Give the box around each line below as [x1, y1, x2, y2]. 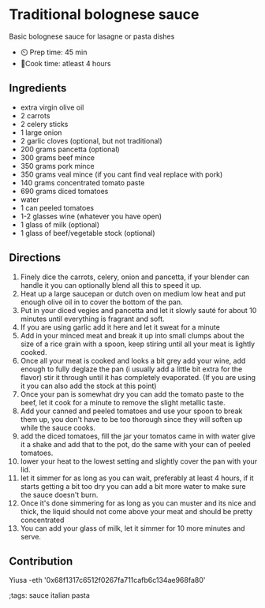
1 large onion [20, 128, 62, 137]
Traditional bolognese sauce [9, 6, 200, 24]
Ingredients [9, 81, 67, 95]
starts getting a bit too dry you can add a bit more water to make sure [20, 481, 247, 491]
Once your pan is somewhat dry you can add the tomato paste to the [20, 389, 244, 399]
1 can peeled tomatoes [20, 203, 94, 212]
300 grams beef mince [20, 152, 95, 162]
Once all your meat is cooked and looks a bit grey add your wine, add [20, 356, 246, 365]
